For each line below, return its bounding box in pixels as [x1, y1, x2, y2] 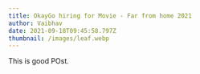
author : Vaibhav [8, 19, 63, 27]
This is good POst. [8, 56, 70, 66]
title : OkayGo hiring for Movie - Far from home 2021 [8, 11, 193, 20]
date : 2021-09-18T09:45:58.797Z [8, 27, 116, 35]
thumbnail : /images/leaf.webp [8, 34, 110, 43]
